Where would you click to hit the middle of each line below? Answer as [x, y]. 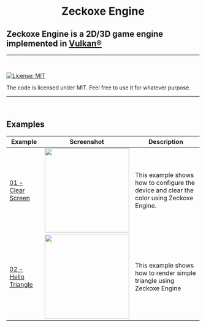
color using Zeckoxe [164, 198]
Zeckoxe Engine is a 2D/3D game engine [85, 34]
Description [166, 141]
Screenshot [87, 141]
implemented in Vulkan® [54, 43]
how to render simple [165, 272]
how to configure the [165, 182]
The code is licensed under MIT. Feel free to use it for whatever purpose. [99, 88]
